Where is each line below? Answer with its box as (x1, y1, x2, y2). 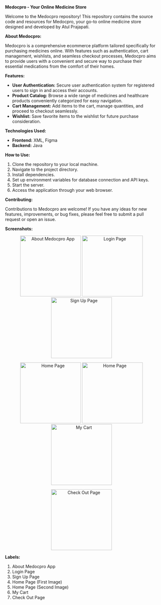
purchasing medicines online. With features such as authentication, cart (5, 48, 149, 54)
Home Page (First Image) (12, 579, 62, 585)
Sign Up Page (12, 574, 40, 580)
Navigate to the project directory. (12, 166, 79, 172)
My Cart (12, 589, 29, 595)
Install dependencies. (12, 172, 55, 177)
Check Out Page (12, 595, 45, 600)
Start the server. (12, 182, 45, 188)
